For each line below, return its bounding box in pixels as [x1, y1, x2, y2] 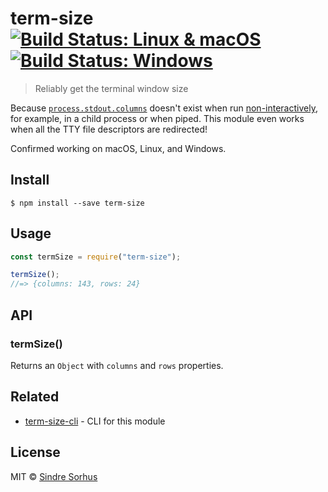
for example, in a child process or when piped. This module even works [10, 112, 305, 124]
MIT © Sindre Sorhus [10, 470, 98, 482]
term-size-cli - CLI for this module [24, 415, 166, 427]
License [10, 444, 61, 461]
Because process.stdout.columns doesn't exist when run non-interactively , [10, 102, 318, 114]
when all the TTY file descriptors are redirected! [10, 123, 208, 135]
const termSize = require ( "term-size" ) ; [10, 252, 182, 262]
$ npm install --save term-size [10, 198, 145, 208]
